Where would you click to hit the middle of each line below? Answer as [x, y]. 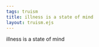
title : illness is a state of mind [50, 17]
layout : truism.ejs [30, 22]
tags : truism [22, 11]
